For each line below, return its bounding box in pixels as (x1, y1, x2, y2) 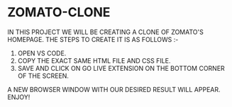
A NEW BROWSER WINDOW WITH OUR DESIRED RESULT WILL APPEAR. (7, 85, 221, 94)
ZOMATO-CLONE (7, 4, 111, 21)
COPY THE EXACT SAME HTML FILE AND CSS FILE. (17, 56, 171, 64)
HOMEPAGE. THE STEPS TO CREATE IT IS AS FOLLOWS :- (7, 35, 179, 43)
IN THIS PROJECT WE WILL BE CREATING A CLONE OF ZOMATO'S (7, 28, 204, 36)
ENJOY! (7, 93, 31, 101)
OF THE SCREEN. (17, 72, 70, 80)
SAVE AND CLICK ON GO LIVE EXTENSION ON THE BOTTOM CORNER (17, 64, 225, 72)
